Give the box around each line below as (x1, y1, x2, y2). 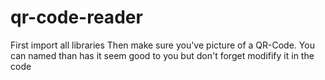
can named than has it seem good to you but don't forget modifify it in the (10, 49, 315, 61)
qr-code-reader (10, 6, 143, 29)
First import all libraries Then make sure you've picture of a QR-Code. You (10, 39, 315, 51)
